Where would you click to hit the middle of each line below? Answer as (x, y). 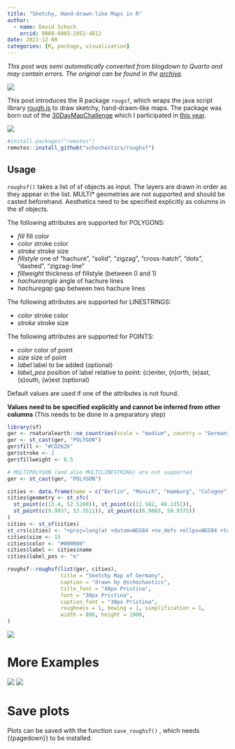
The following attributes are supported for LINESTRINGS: (89, 301)
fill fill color (33, 236)
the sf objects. (28, 209)
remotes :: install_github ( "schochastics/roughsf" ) (81, 148)
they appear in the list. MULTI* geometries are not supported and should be (116, 194)
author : (19, 20)
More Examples (53, 662)
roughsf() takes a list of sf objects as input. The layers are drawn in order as (117, 186)
